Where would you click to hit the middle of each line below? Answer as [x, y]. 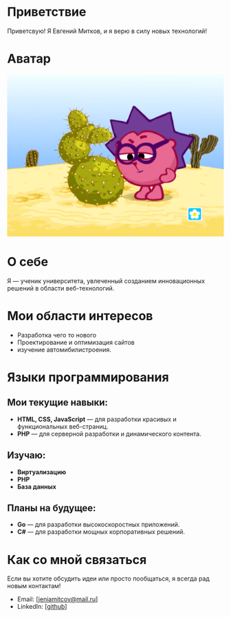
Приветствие [47, 12]
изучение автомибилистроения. [64, 349]
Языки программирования [88, 377]
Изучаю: [26, 455]
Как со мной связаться [77, 560]
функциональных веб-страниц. [63, 426]
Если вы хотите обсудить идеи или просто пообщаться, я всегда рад [108, 579]
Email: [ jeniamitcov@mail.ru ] [57, 599]
